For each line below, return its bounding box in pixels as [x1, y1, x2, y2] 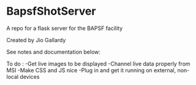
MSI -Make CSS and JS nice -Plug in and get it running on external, [6, 66, 176, 74]
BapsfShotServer [6, 4, 96, 18]
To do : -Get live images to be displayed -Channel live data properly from [6, 60, 191, 67]
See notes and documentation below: [6, 48, 101, 56]
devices [20, 73, 40, 80]
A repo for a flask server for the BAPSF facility [6, 24, 123, 32]
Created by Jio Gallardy [6, 36, 66, 43]
